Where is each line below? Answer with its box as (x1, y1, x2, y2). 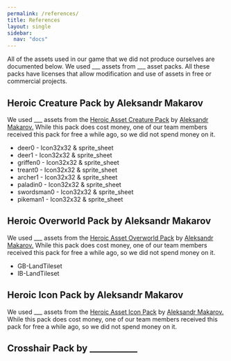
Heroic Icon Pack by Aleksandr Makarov (7, 289, 184, 301)
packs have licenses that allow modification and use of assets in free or (7, 70, 212, 78)
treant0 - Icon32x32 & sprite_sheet (17, 166, 118, 174)
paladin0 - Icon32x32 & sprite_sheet (17, 180, 121, 188)
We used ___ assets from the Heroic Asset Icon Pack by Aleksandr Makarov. (7, 308, 224, 316)
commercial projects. (7, 77, 68, 85)
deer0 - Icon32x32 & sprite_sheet (17, 143, 114, 152)
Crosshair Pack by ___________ (7, 342, 137, 354)
